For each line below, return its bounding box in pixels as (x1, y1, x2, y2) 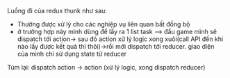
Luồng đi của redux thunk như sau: (7, 7, 108, 15)
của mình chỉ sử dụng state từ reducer (17, 49, 127, 58)
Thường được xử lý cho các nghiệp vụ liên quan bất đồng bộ (17, 20, 190, 28)
